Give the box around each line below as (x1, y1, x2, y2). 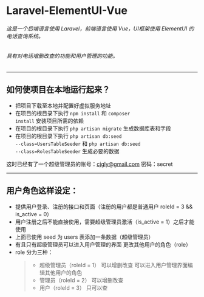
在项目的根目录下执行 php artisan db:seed (15, 132, 122, 140)
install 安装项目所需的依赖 (15, 117, 84, 125)
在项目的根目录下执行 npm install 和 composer (15, 109, 131, 117)
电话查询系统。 (6, 32, 44, 39)
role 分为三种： (15, 248, 53, 256)
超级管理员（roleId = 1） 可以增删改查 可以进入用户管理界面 (39, 261, 188, 268)
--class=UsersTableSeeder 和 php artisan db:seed (15, 140, 141, 147)
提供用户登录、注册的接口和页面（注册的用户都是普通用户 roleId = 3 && (15, 203, 193, 210)
